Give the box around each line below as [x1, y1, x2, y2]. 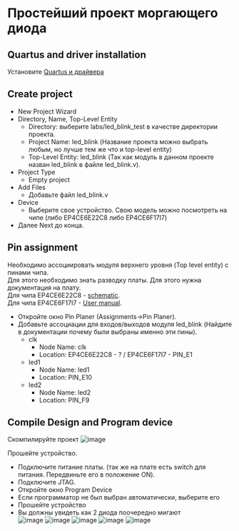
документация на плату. [7, 283, 81, 292]
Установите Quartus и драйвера [7, 68, 105, 76]
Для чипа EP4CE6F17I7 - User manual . [7, 298, 123, 307]
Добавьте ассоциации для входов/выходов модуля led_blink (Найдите [17, 320, 233, 328]
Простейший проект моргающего [7, 5, 218, 21]
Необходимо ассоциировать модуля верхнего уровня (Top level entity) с [7, 261, 229, 269]
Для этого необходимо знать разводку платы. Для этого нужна [7, 275, 202, 284]
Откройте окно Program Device [17, 485, 113, 494]
